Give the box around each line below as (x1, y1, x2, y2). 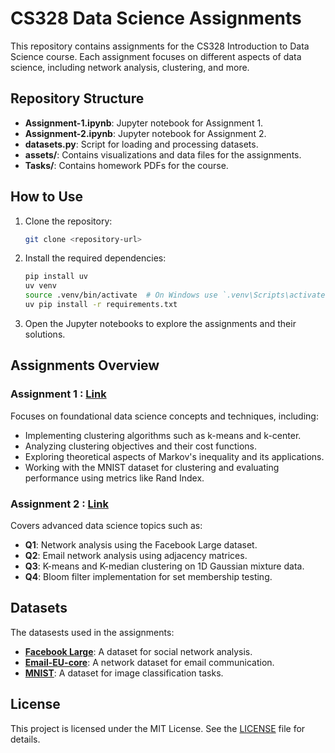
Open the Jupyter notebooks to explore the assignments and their (24, 317, 297, 329)
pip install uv (24, 272, 89, 282)
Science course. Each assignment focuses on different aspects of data (10, 50, 302, 62)
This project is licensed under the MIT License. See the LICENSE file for (10, 722, 306, 734)
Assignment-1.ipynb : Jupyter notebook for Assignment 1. (24, 117, 264, 129)
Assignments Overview (10, 357, 160, 374)
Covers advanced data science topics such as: (10, 519, 203, 531)
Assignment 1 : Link (10, 387, 107, 401)
